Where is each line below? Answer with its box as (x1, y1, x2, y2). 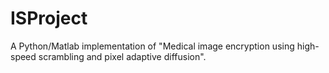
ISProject (10, 7, 88, 30)
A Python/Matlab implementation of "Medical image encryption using (10, 40, 295, 52)
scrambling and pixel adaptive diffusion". (38, 50, 207, 62)
